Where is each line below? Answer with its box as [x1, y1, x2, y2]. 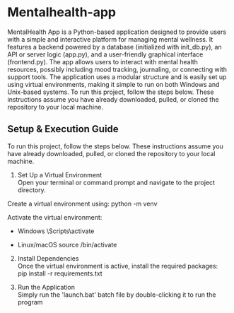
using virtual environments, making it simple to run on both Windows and [7, 80, 220, 88]
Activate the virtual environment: [7, 213, 103, 221]
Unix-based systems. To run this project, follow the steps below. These [7, 88, 214, 96]
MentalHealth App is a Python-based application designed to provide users [7, 28, 227, 36]
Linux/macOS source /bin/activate [17, 240, 117, 249]
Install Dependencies [17, 254, 79, 262]
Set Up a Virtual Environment [17, 170, 103, 179]
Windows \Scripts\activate [17, 227, 95, 235]
